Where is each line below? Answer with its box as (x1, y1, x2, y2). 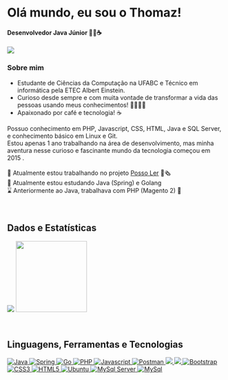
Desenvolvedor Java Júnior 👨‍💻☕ (7, 28, 102, 36)
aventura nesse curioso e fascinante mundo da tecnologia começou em (7, 146, 211, 154)
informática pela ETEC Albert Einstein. (17, 86, 125, 94)
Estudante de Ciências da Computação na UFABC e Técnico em (17, 78, 198, 87)
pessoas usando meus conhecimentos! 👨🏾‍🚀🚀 (17, 101, 146, 109)
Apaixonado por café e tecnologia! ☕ (17, 108, 123, 116)
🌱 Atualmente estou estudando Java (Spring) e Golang (7, 178, 162, 187)
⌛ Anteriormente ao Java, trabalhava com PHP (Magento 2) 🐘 (7, 186, 182, 194)
